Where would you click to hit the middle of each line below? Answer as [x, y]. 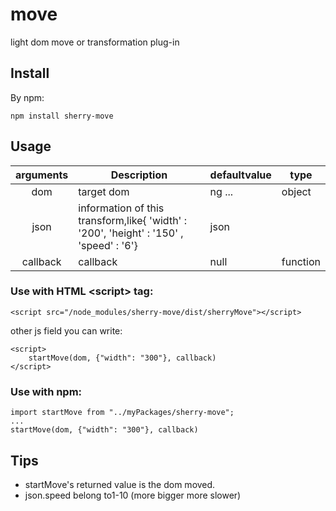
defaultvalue [240, 175]
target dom [104, 191]
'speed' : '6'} [108, 245]
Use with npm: [46, 391]
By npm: [27, 97]
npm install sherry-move [62, 116]
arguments [42, 175]
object [296, 191]
